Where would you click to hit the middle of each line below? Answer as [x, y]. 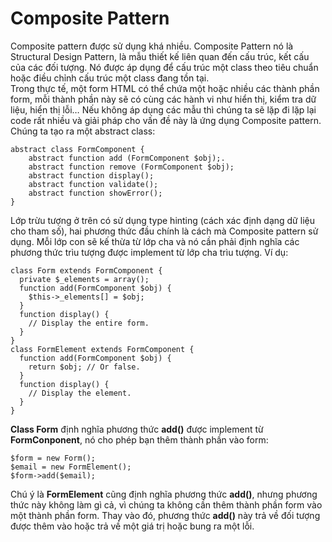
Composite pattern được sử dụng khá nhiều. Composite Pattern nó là [152, 46]
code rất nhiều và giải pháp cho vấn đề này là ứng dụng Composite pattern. [166, 120]
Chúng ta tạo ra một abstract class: [83, 131]
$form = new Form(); [53, 458]
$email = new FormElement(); [71, 467]
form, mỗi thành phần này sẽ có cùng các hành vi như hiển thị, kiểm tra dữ [163, 99]
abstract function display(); [91, 175]
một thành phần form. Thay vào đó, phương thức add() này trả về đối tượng [165, 515]
